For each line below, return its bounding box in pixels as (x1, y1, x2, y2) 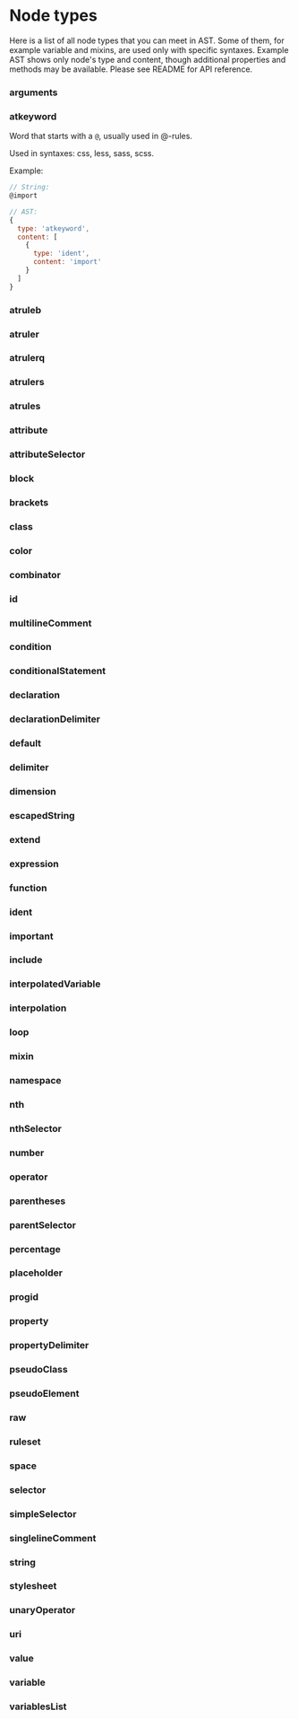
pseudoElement (9, 1388, 80, 1400)
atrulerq (9, 352, 46, 364)
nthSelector (9, 1122, 63, 1135)
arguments (9, 86, 58, 99)
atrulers (9, 376, 45, 389)
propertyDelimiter (9, 1339, 89, 1352)
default (9, 737, 42, 750)
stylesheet (9, 1580, 57, 1592)
